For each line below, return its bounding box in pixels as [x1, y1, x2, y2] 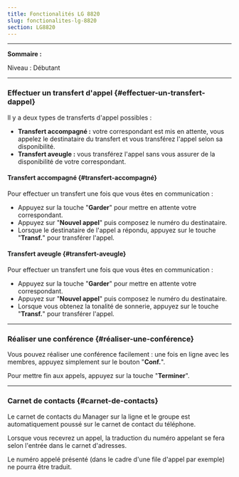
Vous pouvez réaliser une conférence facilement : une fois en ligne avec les [7, 350, 229, 359]
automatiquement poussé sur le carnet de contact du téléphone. [7, 419, 196, 428]
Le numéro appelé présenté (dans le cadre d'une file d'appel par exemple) [7, 455, 225, 463]
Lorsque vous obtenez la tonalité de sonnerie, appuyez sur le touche [17, 302, 219, 310]
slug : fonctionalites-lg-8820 [7, 17, 97, 24]
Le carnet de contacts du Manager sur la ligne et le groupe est [7, 412, 191, 421]
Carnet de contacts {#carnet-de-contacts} [7, 396, 159, 406]
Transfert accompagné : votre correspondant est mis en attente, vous [17, 127, 225, 135]
